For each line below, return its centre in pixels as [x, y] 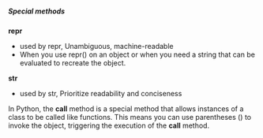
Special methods [37, 11]
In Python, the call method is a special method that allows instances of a [126, 108]
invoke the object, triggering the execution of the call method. [109, 125]
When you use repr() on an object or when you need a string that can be [137, 54]
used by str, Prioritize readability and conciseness [101, 93]
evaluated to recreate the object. [73, 62]
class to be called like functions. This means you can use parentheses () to [130, 117]
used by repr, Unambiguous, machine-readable [96, 46]
